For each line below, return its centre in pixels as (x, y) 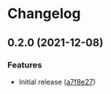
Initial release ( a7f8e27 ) (57, 81)
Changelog (44, 14)
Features (25, 65)
